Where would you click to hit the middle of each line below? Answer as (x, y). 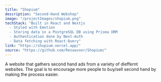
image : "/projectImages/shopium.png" (43, 18)
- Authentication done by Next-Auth (46, 37)
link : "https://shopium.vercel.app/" (43, 46)
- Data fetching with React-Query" (45, 41)
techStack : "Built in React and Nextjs (45, 23)
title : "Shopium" (22, 9)
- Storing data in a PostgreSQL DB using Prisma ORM (64, 32)
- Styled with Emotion (32, 28)
